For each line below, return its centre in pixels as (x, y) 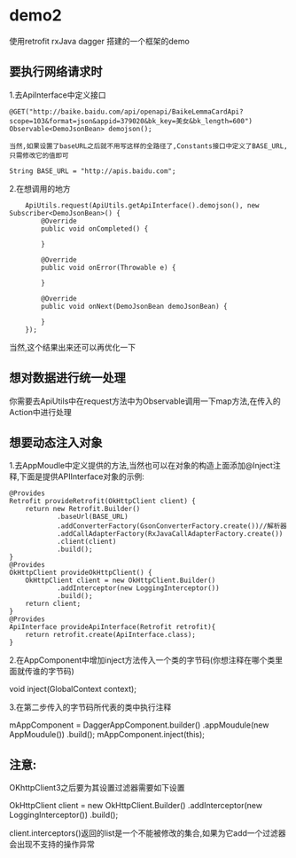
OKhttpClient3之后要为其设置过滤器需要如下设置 (97, 788)
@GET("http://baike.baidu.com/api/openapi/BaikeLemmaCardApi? (126, 112)
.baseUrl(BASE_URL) (92, 517)
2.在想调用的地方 (40, 188)
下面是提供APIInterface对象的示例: (82, 476)
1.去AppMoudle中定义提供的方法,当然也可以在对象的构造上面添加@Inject (141, 466)
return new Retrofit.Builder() (83, 509)
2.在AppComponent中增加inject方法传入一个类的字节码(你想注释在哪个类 (142, 660)
